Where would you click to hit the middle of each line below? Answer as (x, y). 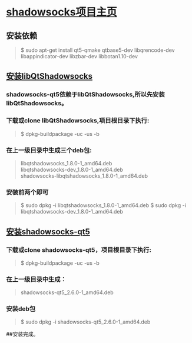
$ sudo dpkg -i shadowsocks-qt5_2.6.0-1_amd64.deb (85, 322)
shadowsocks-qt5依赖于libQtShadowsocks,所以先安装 (85, 95)
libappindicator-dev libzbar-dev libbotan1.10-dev (79, 56)
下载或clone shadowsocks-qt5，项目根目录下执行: (79, 249)
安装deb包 (21, 309)
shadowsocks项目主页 (62, 12)
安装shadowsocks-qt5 (48, 232)
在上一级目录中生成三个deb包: (49, 150)
